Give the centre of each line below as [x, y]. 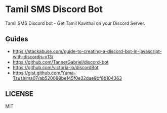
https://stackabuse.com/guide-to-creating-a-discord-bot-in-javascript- [87, 51]
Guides [17, 39]
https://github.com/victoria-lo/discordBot [55, 67]
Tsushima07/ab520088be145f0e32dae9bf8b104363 [67, 78]
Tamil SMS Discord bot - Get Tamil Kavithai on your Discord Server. [75, 23]
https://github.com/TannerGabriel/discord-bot [60, 62]
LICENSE [19, 94]
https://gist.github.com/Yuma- [44, 73]
